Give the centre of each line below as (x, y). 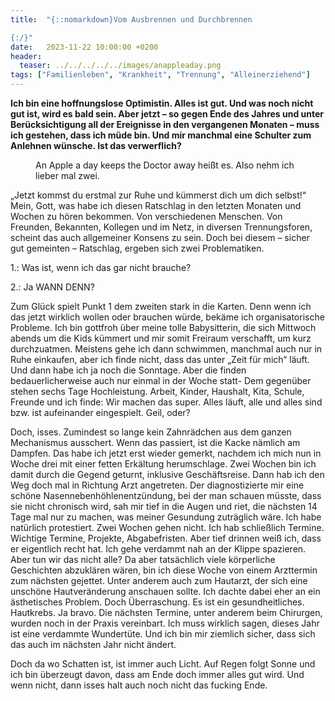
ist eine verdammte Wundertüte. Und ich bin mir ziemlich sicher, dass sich (163, 634)
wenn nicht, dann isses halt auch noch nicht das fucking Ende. (139, 685)
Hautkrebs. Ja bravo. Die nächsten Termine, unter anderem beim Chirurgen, (166, 612)
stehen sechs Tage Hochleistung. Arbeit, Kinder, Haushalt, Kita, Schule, (157, 391)
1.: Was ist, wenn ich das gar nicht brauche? (101, 267)
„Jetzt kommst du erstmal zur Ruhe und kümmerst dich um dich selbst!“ (158, 195)
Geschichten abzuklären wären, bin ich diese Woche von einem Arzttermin (164, 570)
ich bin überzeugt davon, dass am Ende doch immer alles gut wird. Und (157, 674)
